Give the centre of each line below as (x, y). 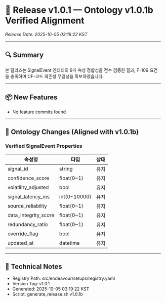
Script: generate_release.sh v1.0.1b (47, 294)
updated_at (21, 243)
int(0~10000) (75, 197)
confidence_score (28, 178)
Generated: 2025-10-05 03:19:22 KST (51, 289)
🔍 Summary (24, 55)
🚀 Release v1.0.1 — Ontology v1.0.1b (79, 10)
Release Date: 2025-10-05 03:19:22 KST (46, 34)
